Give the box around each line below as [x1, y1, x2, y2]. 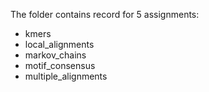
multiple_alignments [24, 70, 108, 82]
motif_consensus [24, 60, 96, 71]
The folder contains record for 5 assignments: [10, 9, 200, 20]
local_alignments [24, 39, 95, 50]
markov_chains [24, 49, 87, 61]
